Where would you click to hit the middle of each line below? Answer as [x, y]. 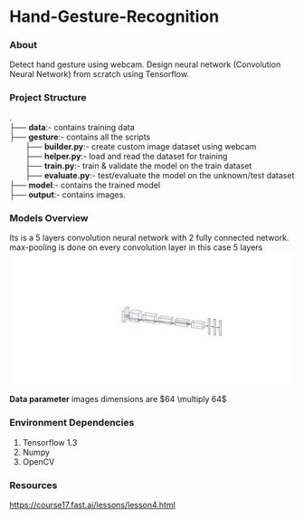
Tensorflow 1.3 [50, 442]
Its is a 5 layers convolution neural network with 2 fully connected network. [149, 238]
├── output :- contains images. [68, 194]
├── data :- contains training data [72, 127]
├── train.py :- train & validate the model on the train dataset [139, 166]
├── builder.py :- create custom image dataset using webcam [141, 146]
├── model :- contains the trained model [85, 185]
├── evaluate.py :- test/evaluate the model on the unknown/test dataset [160, 175]
